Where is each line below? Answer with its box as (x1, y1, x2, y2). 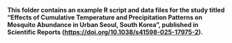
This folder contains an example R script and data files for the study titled (7, 6, 225, 14)
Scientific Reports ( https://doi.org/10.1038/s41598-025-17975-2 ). (7, 28, 203, 36)
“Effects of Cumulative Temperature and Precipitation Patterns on (7, 13, 203, 21)
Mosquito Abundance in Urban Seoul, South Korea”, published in (7, 21, 199, 28)
